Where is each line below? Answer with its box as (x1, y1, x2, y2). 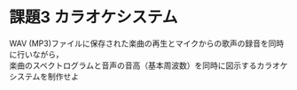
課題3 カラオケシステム (9, 7, 178, 27)
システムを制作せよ (9, 71, 80, 81)
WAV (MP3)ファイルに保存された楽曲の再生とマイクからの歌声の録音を (9, 38, 269, 49)
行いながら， (16, 49, 64, 59)
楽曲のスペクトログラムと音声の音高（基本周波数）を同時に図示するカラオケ (9, 60, 288, 71)
